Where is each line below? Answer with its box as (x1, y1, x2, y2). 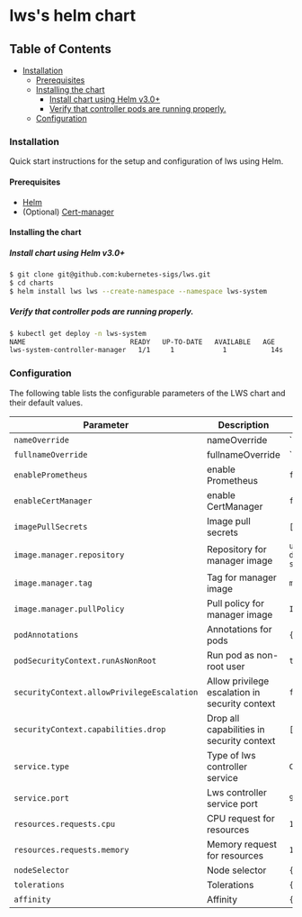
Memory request (206, 838, 277, 850)
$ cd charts (9, 278, 54, 287)
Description (218, 418, 270, 431)
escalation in (206, 685, 261, 698)
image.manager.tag (13, 577, 93, 588)
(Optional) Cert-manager (22, 206, 115, 217)
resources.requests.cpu (13, 819, 116, 829)
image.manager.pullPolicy (13, 604, 125, 613)
